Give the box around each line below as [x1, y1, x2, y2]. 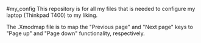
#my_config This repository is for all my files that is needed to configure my [6, 5, 196, 12]
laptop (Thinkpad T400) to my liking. [6, 12, 98, 19]
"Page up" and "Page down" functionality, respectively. [6, 30, 145, 37]
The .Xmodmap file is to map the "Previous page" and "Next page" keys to [6, 24, 194, 30]
